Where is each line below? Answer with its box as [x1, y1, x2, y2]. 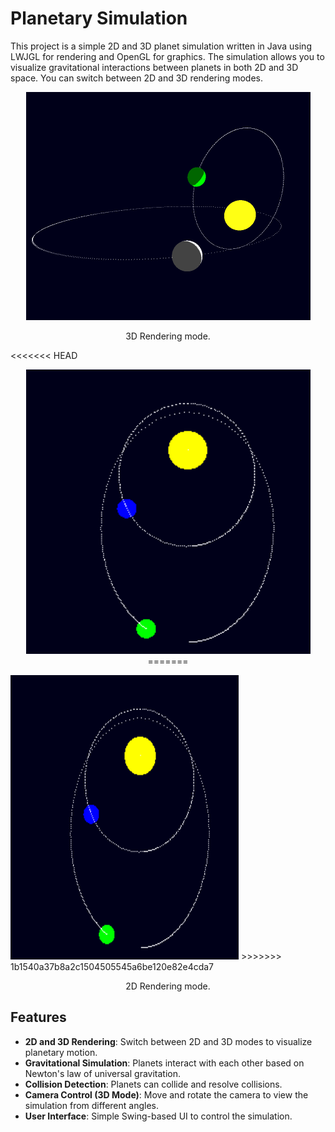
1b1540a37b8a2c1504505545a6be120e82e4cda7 [10, 960, 215, 972]
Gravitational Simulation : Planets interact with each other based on [24, 1057, 305, 1069]
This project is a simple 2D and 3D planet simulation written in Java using [10, 40, 312, 52]
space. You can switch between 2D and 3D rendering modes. [10, 72, 264, 84]
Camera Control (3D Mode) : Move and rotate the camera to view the [24, 1088, 309, 1101]
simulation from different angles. [24, 1099, 159, 1111]
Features [10, 1009, 67, 1026]
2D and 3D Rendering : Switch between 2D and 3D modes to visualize [24, 1035, 313, 1047]
